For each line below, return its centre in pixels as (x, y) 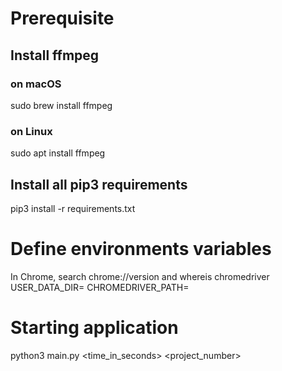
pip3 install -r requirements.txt (73, 208)
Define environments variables (141, 249)
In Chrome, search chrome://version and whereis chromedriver (140, 276)
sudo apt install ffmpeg (58, 153)
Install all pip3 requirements (99, 184)
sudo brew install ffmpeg (61, 105)
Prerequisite (62, 18)
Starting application (94, 328)
